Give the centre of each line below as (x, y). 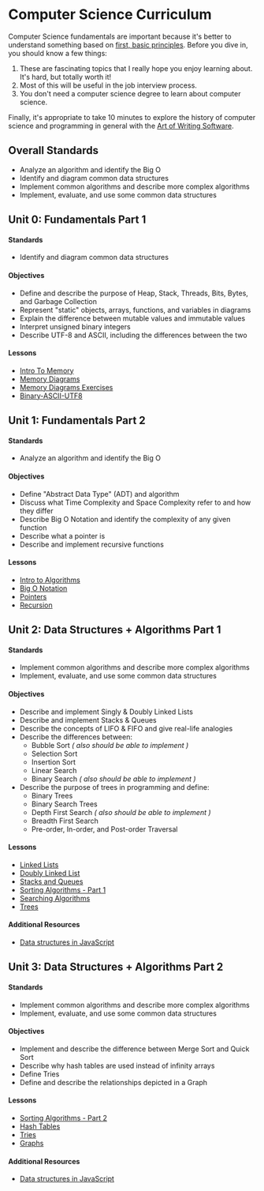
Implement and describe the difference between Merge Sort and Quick (134, 1049)
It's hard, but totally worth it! (65, 77)
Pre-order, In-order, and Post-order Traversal (104, 829)
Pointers (33, 596)
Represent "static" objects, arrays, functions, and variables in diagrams (135, 310)
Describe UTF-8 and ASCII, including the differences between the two (133, 335)
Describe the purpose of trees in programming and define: (114, 787)
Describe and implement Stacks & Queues (88, 719)
